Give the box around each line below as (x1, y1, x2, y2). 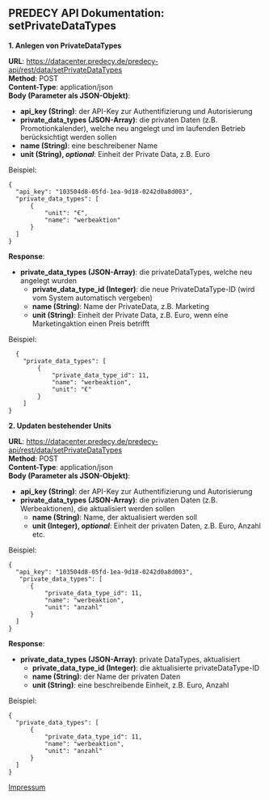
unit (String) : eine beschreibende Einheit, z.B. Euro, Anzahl (32, 679, 229, 690)
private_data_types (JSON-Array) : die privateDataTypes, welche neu (19, 267, 253, 277)
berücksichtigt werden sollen (19, 132, 117, 142)
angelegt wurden (19, 275, 78, 286)
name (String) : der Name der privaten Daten (32, 671, 181, 681)
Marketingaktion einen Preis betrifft (32, 319, 150, 328)
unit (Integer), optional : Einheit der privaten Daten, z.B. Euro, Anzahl (32, 521, 261, 531)
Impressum (8, 782, 46, 792)
